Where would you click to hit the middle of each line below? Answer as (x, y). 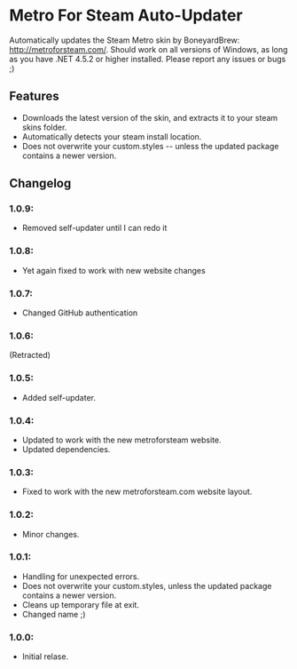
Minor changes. (51, 534)
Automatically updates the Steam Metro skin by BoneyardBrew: (125, 40)
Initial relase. (45, 657)
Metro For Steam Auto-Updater (126, 16)
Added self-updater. (59, 397)
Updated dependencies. (66, 449)
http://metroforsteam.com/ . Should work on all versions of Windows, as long (148, 49)
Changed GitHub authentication (80, 313)
